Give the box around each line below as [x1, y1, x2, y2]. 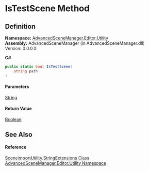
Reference [5, 144, 27, 150]
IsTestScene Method [5, 3, 90, 14]
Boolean [5, 117, 22, 122]
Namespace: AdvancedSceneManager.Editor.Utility [5, 35, 108, 41]
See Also [5, 131, 33, 139]
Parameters [5, 84, 29, 90]
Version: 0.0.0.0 [5, 46, 37, 51]
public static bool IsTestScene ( [5, 64, 73, 69]
